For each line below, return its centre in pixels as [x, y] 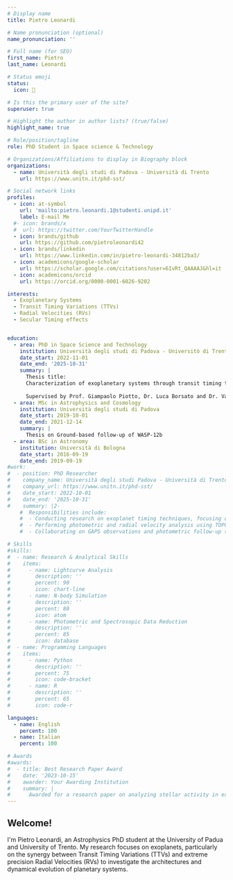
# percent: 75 [38, 673]
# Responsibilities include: [63, 512]
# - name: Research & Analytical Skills [68, 557]
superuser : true [31, 109]
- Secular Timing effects [51, 320]
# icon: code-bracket [49, 680]
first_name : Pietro [35, 58]
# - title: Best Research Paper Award [65, 769]
